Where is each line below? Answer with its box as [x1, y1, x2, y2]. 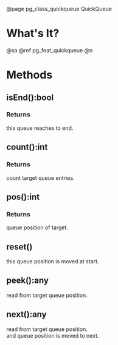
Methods [6, 68, 53, 82]
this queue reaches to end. [6, 124, 74, 132]
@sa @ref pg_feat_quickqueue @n [6, 46, 93, 54]
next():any [6, 309, 47, 319]
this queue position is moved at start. [6, 258, 99, 265]
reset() [6, 241, 33, 252]
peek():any [6, 276, 49, 286]
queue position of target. [6, 224, 69, 231]
